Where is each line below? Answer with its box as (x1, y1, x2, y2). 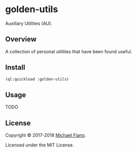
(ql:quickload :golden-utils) (5, 77, 70, 82)
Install (5, 63, 25, 72)
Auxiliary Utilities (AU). (5, 20, 52, 26)
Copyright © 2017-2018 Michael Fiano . (5, 132, 86, 138)
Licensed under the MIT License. (5, 142, 74, 148)
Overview (5, 35, 37, 44)
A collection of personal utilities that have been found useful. (5, 48, 132, 54)
